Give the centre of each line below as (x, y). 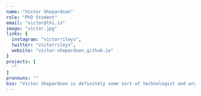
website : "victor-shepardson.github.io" (63, 51)
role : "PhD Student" (32, 17)
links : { (17, 34)
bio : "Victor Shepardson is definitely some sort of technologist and (96, 84)
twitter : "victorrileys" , (44, 45)
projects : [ (21, 61)
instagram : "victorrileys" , (47, 39)
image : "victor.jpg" (32, 28)
